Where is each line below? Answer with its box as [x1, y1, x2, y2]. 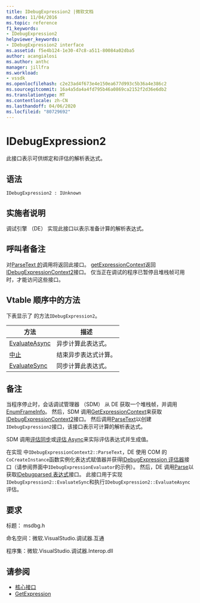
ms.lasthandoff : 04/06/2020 [6, 103, 76, 109]
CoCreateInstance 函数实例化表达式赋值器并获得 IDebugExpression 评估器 [6, 456, 184, 463]
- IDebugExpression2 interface [6, 42, 84, 48]
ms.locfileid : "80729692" [6, 109, 70, 115]
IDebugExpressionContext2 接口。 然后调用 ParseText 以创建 [6, 416, 152, 423]
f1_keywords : [6, 25, 39, 32]
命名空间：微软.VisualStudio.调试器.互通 [6, 535, 104, 542]
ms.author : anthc [6, 59, 50, 64]
